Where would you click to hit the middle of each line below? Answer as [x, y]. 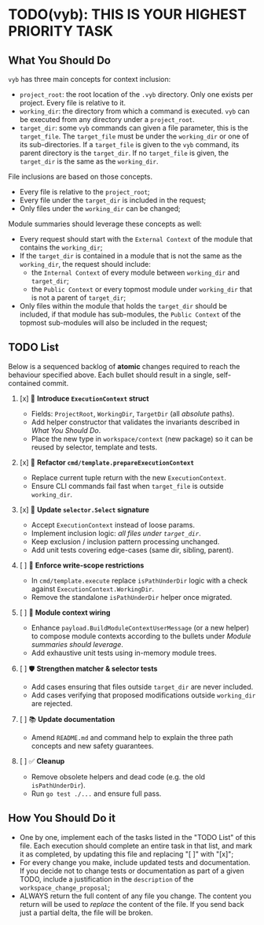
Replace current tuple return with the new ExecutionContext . [128, 477]
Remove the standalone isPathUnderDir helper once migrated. [132, 597]
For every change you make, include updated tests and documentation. [135, 862]
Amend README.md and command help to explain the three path [132, 737]
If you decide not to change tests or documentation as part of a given [132, 871]
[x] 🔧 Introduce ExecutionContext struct [84, 398]
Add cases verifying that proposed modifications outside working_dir [143, 695]
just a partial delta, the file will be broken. [86, 912]
